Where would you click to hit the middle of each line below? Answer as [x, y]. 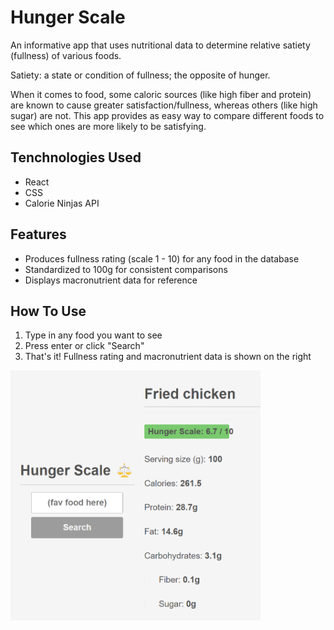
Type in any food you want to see [93, 335]
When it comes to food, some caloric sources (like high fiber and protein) [161, 94]
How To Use [48, 311]
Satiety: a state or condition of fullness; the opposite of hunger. [140, 75]
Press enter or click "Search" [84, 346]
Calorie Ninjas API [62, 203]
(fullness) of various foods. [66, 55]
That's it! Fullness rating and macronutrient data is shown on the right [168, 357]
